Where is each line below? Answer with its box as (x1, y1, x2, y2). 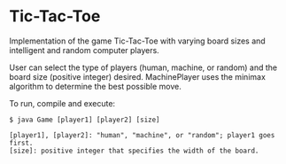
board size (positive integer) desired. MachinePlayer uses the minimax (9, 71, 266, 82)
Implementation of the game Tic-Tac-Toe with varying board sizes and (9, 35, 266, 46)
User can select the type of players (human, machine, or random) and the (9, 62, 278, 73)
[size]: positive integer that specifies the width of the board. (9, 146, 259, 155)
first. (9, 138, 34, 147)
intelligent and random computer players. (9, 44, 159, 55)
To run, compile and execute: (9, 98, 116, 108)
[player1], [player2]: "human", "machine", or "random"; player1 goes (9, 130, 275, 139)
